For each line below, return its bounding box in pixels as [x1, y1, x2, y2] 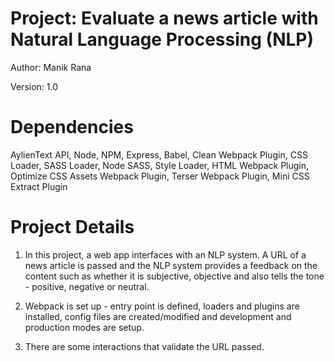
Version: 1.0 [10, 80, 59, 92]
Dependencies [10, 116, 134, 139]
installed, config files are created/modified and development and [24, 310, 292, 322]
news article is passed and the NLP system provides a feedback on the [24, 259, 318, 271]
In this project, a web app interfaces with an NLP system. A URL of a [24, 248, 307, 261]
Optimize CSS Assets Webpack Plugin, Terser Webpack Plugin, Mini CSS [10, 170, 310, 182]
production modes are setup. [24, 321, 145, 333]
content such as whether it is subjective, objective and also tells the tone [24, 270, 325, 282]
